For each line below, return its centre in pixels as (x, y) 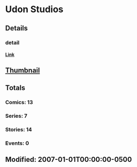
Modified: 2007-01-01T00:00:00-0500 (69, 159)
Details (16, 28)
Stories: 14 (19, 129)
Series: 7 (16, 116)
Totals (15, 88)
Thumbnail (23, 70)
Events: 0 (17, 143)
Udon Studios (34, 9)
